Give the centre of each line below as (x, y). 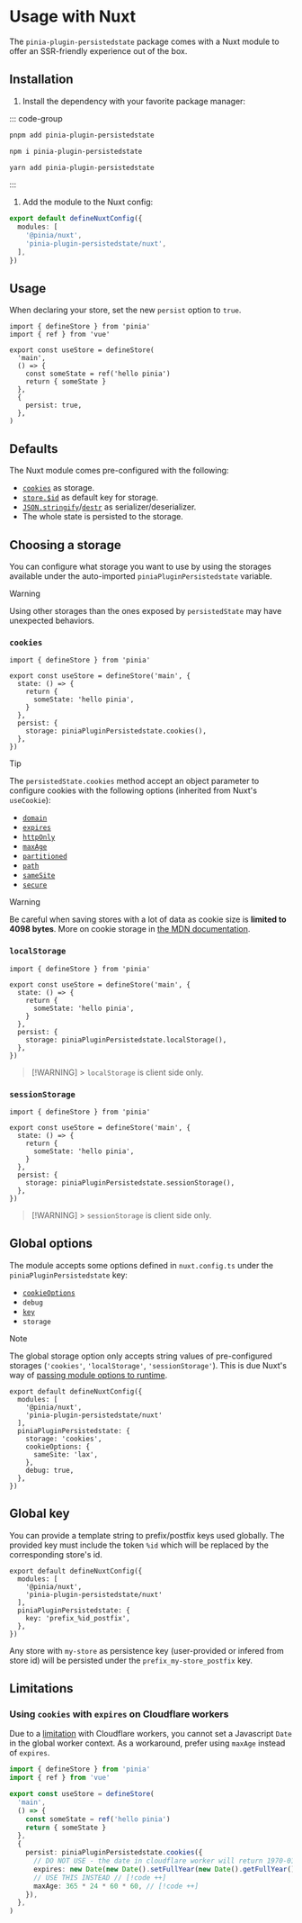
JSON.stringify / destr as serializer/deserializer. (109, 507)
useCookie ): (30, 800)
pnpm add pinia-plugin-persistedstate (82, 135)
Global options (51, 1244)
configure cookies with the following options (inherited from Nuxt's (133, 790)
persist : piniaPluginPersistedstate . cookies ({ (114, 1853)
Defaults (34, 449)
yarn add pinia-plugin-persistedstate (82, 167)
